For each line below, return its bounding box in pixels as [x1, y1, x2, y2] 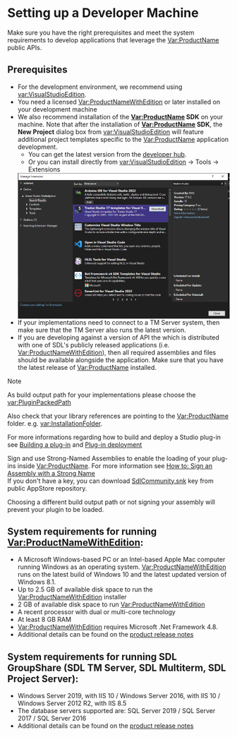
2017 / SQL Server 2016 [17, 714, 87, 723]
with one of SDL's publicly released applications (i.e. [17, 340, 170, 349]
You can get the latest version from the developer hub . [28, 150, 187, 158]
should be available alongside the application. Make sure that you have [17, 355, 224, 364]
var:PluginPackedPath [7, 397, 72, 407]
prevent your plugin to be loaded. [7, 505, 104, 513]
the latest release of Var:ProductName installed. [17, 363, 157, 371]
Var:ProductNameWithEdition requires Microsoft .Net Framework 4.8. [17, 623, 219, 631]
